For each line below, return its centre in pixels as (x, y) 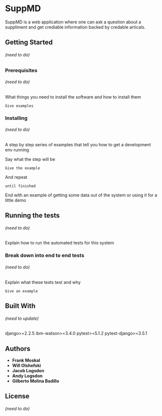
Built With (20, 306)
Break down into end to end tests (45, 256)
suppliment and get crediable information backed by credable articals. (75, 27)
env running (17, 150)
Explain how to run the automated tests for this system (60, 243)
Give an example (21, 291)
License (17, 396)
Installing (16, 118)
